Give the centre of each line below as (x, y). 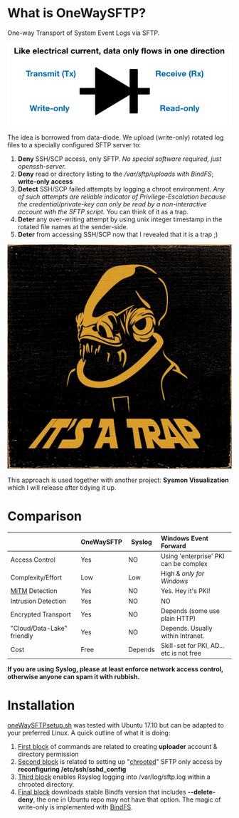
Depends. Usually (187, 629)
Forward (174, 545)
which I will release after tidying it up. (62, 488)
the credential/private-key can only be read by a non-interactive (112, 204)
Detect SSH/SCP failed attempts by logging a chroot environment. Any (121, 189)
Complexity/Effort (36, 577)
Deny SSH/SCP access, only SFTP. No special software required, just (119, 159)
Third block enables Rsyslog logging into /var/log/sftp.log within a (114, 777)
